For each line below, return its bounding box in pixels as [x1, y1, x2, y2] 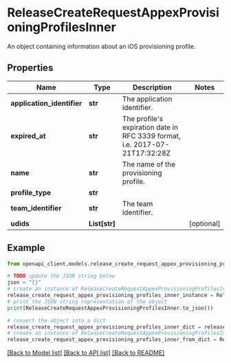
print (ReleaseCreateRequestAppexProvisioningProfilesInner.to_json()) [7, 305, 214, 311]
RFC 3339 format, [122, 131, 181, 140]
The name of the [122, 159, 176, 169]
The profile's [122, 113, 164, 123]
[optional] [188, 219, 221, 228]
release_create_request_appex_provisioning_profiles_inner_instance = [7, 292, 214, 299]
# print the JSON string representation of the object [7, 298, 168, 305]
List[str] [88, 219, 115, 228]
